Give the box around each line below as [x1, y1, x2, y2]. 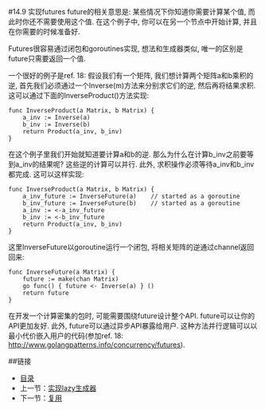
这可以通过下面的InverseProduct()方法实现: [8, 91, 150, 100]
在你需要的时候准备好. [8, 27, 81, 36]
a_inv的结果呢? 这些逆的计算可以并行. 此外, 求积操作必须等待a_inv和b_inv [14, 160, 255, 169]
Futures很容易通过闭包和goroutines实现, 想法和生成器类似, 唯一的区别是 [8, 44, 244, 53]
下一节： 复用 [19, 393, 62, 403]
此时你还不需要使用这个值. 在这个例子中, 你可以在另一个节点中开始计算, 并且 [8, 17, 257, 26]
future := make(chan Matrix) [22, 275, 119, 283]
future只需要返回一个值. [8, 54, 86, 63]
